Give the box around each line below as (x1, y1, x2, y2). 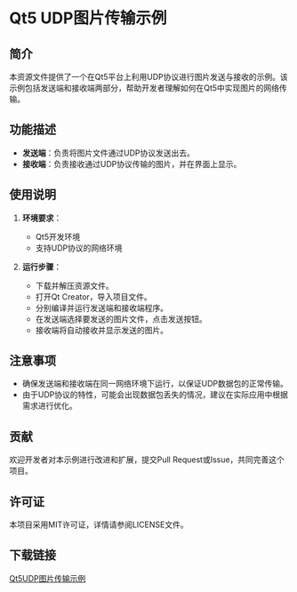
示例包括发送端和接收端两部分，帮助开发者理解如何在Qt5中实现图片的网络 (9, 83, 280, 93)
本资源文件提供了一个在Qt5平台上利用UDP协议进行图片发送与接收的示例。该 (9, 72, 289, 82)
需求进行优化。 (21, 401, 77, 412)
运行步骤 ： (21, 261, 62, 272)
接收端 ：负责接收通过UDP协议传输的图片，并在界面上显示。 (21, 158, 242, 169)
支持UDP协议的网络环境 (35, 242, 123, 253)
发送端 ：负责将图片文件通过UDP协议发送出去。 (21, 148, 196, 158)
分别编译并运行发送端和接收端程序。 (35, 302, 169, 313)
